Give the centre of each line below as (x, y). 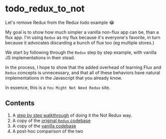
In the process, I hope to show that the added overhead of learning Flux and (83, 67)
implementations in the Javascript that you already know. (64, 78)
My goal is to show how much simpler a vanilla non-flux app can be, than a (82, 32)
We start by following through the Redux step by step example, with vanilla (81, 52)
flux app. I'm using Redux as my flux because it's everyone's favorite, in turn (83, 37)
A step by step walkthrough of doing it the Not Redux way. (72, 115)
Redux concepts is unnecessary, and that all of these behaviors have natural (83, 72)
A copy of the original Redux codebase (51, 121)
